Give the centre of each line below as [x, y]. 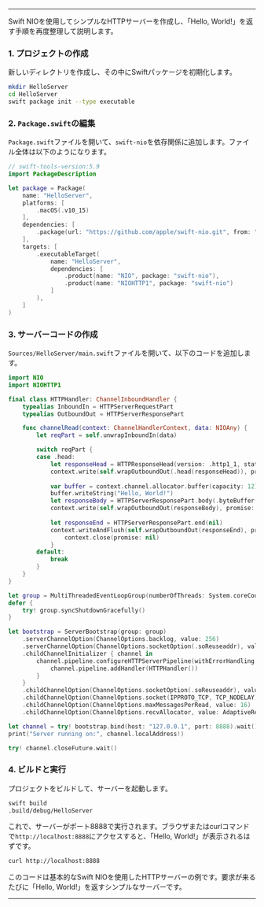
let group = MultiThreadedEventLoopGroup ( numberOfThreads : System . [121, 595]
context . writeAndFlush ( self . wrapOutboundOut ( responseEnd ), [148, 530]
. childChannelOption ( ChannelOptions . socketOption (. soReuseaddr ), [132, 690]
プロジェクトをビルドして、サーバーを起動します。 [90, 788]
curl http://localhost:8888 [54, 861]
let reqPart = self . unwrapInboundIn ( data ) [107, 435]
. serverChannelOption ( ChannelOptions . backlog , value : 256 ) [121, 639]
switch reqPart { [64, 450]
